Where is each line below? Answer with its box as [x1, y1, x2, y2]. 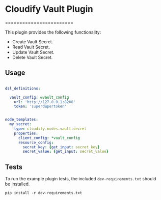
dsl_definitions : [5, 86, 41, 91]
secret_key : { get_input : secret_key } [23, 144, 100, 149]
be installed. [5, 181, 30, 187]
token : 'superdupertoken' [14, 104, 67, 109]
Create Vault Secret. [12, 38, 53, 45]
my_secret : [9, 122, 32, 127]
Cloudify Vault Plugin [5, 3, 93, 15]
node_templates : [5, 117, 38, 122]
